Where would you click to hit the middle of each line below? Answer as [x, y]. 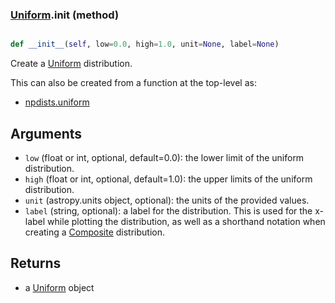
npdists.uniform [57, 102]
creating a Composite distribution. [95, 232]
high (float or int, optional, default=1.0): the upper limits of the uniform [168, 179]
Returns [36, 263]
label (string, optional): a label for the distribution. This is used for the [168, 210]
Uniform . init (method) [65, 15]
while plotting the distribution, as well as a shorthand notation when [186, 221]
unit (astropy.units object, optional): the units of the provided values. [167, 200]
